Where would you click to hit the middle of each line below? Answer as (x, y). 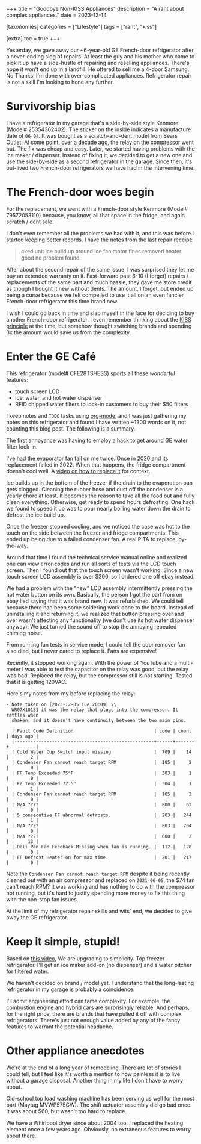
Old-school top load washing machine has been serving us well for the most (100, 1098)
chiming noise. (24, 633)
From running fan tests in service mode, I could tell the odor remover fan (96, 644)
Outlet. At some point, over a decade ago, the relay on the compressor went (100, 142)
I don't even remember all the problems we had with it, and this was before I (100, 233)
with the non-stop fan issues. (42, 899)
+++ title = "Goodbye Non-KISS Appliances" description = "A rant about (95, 9)
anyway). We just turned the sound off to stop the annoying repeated (91, 626)
